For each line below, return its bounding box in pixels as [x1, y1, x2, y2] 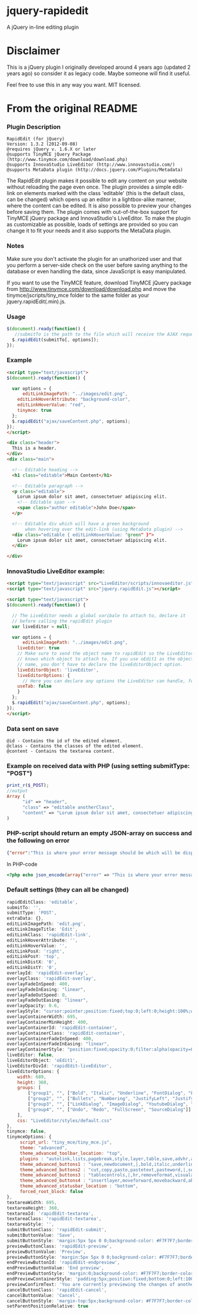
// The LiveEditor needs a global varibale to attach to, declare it [12, 612, 186, 618]
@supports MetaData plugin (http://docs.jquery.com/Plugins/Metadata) [6, 167, 183, 173]
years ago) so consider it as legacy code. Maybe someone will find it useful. [6, 69, 191, 77]
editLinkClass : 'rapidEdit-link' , [6, 931, 92, 938]
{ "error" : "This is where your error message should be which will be [6, 850, 181, 856]
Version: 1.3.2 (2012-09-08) [6, 141, 78, 148]
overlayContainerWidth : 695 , [6, 1014, 78, 1020]
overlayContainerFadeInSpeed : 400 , [6, 1035, 94, 1041]
